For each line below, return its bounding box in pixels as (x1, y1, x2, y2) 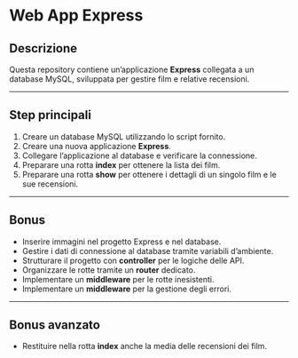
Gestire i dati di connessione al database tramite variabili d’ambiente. (21, 245, 274, 256)
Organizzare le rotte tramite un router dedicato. (21, 264, 196, 275)
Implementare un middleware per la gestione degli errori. (21, 283, 232, 294)
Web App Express (9, 5, 144, 26)
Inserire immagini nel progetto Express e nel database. (21, 236, 222, 247)
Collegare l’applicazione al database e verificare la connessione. (21, 150, 257, 161)
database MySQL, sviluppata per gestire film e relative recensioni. (9, 74, 250, 84)
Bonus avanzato (9, 317, 100, 333)
